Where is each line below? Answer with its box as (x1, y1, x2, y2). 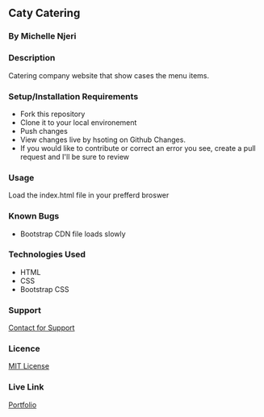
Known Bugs (8, 211, 60, 222)
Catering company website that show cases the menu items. (8, 70, 210, 80)
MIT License (8, 361, 50, 371)
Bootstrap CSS (19, 284, 69, 294)
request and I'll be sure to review (19, 152, 130, 161)
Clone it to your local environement (19, 117, 137, 127)
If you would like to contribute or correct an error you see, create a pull (19, 143, 256, 152)
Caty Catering (8, 6, 81, 20)
